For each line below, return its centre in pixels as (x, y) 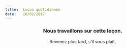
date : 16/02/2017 (25, 14)
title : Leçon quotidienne (33, 9)
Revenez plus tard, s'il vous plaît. (83, 41)
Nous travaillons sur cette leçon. (83, 31)
